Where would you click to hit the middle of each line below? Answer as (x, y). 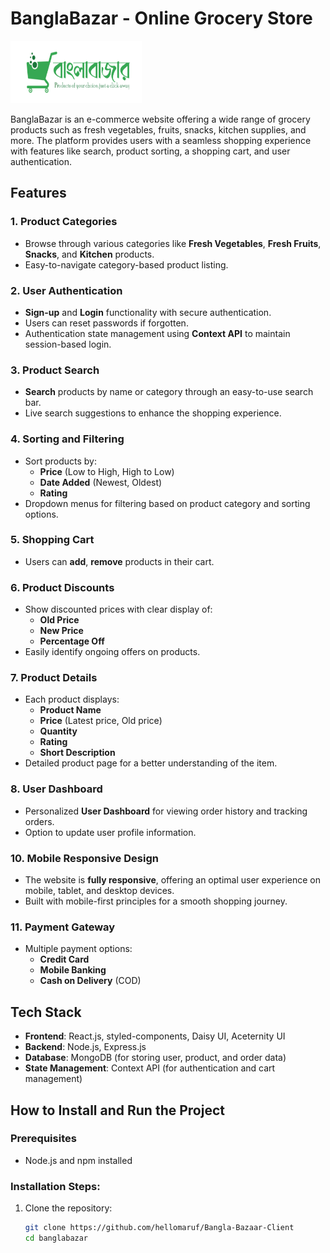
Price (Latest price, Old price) (101, 721)
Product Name (70, 710)
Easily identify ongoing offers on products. (112, 652)
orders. (39, 821)
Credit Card (64, 959)
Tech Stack (46, 1012)
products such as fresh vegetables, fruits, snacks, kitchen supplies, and (158, 129)
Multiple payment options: (78, 949)
